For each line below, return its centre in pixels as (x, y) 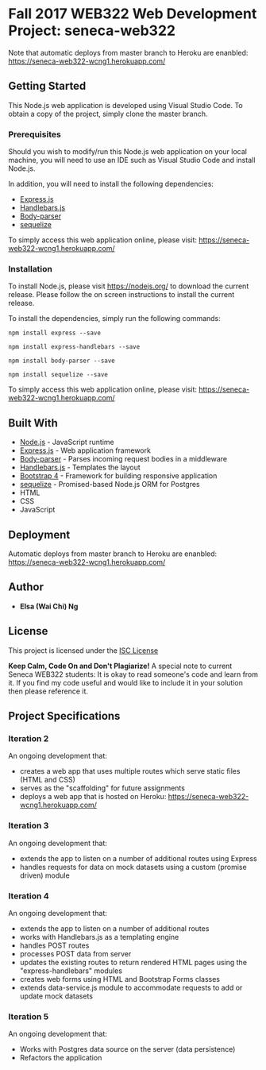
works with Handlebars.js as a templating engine (99, 937)
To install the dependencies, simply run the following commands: (114, 319)
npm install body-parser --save (62, 361)
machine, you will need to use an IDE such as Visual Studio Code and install (132, 160)
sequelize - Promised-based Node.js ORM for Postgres (110, 485)
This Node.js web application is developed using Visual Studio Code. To (126, 105)
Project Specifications (64, 716)
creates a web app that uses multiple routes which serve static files (130, 771)
